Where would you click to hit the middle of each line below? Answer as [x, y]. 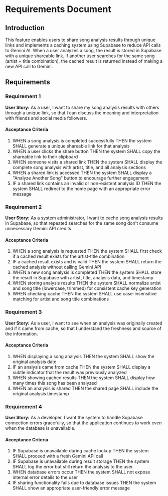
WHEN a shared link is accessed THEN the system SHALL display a [82, 173]
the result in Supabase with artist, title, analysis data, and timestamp [83, 278]
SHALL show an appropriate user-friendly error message [71, 488]
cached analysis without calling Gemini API [57, 267]
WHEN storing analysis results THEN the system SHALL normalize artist [87, 283]
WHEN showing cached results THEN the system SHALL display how [84, 378]
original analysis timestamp [41, 393]
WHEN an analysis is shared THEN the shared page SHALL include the [85, 388]
